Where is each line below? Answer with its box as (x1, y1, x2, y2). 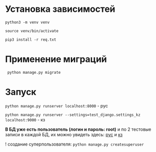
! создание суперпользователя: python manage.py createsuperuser (5, 141, 144, 147)
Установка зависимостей (5, 3, 115, 15)
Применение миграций (5, 53, 107, 65)
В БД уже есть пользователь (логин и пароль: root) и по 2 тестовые (5, 126, 152, 132)
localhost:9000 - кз (5, 116, 46, 122)
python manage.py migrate (7, 70, 61, 75)
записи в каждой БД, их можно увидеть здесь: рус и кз (5, 131, 123, 137)
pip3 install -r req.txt (5, 37, 56, 42)
